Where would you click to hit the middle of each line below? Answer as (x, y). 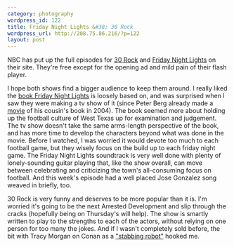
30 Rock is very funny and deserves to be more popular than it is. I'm (107, 199)
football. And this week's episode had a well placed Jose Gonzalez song (112, 178)
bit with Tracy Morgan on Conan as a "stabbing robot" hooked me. (104, 236)
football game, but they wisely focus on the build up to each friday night (111, 148)
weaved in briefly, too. (39, 185)
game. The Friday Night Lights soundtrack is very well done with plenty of (114, 156)
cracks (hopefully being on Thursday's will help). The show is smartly (108, 214)
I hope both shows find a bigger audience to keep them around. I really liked (117, 88)
